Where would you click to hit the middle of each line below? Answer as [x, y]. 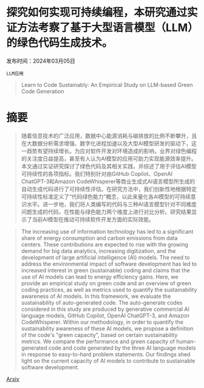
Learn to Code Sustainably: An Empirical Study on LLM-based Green [107, 85]
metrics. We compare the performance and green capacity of [98, 341]
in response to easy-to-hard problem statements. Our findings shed [106, 354]
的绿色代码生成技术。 [60, 43]
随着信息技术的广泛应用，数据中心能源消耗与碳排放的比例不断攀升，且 [109, 136]
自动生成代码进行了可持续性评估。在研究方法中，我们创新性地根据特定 [109, 189]
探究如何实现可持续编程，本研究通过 [97, 12]
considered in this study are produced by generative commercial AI [105, 309]
